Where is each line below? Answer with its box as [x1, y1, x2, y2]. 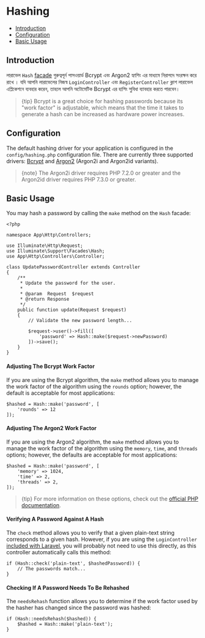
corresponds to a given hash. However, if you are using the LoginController [6, 535, 197, 543]
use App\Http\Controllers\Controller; [6, 254, 105, 260]
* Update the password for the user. [20, 280, 116, 287]
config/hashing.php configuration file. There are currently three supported [6, 151, 193, 158]
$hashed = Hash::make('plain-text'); [17, 621, 113, 628]
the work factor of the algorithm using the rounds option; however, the [6, 383, 182, 390]
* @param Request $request [20, 291, 95, 297]
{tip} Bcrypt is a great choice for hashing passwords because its [21, 97, 183, 105]
